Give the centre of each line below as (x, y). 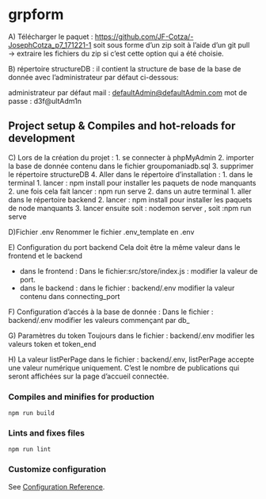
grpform (36, 15)
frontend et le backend (46, 255)
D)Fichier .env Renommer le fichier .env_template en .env (101, 232)
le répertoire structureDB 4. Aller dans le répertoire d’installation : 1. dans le (131, 174)
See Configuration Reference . (57, 486)
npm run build (32, 413)
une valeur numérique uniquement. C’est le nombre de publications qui (124, 367)
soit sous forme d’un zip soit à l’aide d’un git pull (171, 44)
